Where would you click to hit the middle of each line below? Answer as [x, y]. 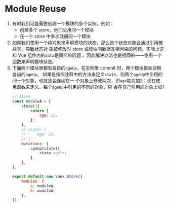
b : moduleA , [43, 191]
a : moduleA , [43, 186]
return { [40, 111]
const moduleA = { [31, 101]
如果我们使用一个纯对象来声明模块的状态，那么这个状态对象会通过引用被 [87, 42]
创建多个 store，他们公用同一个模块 [57, 30]
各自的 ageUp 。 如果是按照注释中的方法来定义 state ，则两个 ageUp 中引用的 [87, 74]
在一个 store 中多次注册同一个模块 [55, 36]
